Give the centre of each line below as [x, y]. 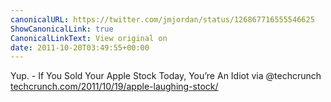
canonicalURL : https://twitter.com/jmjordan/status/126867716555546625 [162, 19]
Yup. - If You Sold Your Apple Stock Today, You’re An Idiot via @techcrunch [166, 76]
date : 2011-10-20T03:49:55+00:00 [80, 47]
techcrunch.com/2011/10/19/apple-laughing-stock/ [114, 87]
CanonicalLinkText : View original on [89, 38]
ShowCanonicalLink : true [62, 29]
